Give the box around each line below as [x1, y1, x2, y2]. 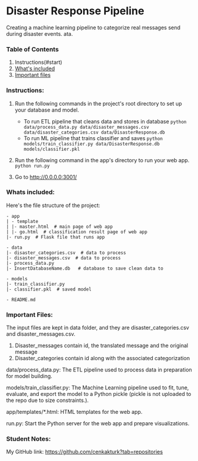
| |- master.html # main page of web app [6, 224, 113, 230]
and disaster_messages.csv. [6, 330, 76, 338]
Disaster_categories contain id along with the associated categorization [14, 355, 190, 362]
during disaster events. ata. [6, 30, 73, 37]
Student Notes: [6, 435, 51, 443]
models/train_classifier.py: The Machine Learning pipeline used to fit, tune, [6, 384, 189, 391]
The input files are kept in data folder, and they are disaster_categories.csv [6, 324, 189, 332]
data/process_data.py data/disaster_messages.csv [23, 124, 150, 130]
